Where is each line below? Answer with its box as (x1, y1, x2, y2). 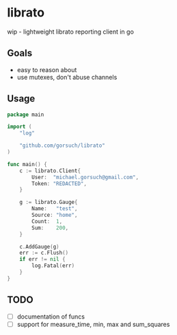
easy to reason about (16, 65, 77, 73)
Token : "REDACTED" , (31, 180, 87, 187)
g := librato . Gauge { (19, 199, 78, 206)
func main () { (7, 161, 48, 167)
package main (7, 111, 44, 118)
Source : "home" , (31, 211, 78, 219)
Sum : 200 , (31, 224, 69, 231)
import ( (7, 124, 32, 130)
